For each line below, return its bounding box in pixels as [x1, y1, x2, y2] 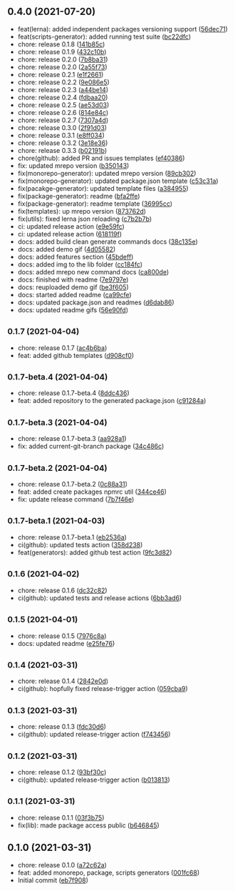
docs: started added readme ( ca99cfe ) [17, 290, 132, 299]
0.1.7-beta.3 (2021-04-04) [7, 417, 108, 427]
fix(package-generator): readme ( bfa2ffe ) [17, 191, 140, 200]
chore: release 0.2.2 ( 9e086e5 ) [17, 78, 110, 86]
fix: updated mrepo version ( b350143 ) [17, 161, 130, 170]
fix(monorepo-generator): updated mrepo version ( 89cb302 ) [17, 169, 197, 177]
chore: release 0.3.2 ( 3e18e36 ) [17, 139, 108, 147]
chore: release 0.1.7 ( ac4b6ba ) [17, 343, 108, 352]
